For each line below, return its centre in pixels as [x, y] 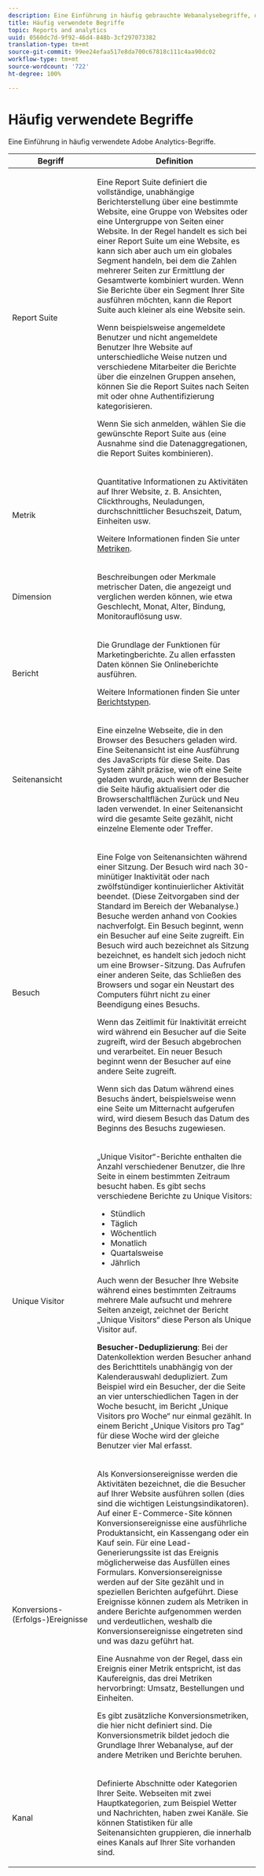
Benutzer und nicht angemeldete [157, 337]
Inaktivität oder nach [172, 876]
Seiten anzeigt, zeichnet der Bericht [163, 1309]
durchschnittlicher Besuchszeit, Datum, [169, 511]
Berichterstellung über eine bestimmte [167, 201]
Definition [175, 160]
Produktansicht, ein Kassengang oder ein [173, 1533]
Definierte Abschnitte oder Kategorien [167, 1783]
